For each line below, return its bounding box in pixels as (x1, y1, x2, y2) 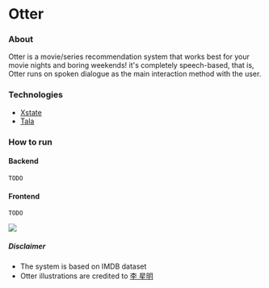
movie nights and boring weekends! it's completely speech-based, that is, (8, 61, 254, 70)
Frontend (8, 191, 40, 201)
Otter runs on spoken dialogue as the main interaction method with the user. (8, 69, 262, 79)
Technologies (8, 90, 63, 101)
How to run (8, 136, 53, 148)
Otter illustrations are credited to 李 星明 (19, 271, 153, 281)
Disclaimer (8, 241, 46, 251)
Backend (8, 157, 39, 166)
